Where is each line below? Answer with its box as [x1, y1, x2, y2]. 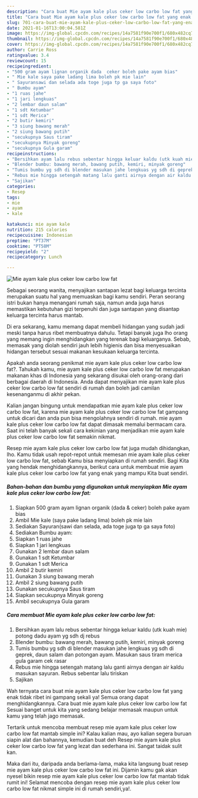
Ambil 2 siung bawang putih [15, 579, 83, 586]
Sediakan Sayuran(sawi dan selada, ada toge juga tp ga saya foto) [15, 523, 176, 530]
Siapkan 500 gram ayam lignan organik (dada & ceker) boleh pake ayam [15, 504, 190, 511]
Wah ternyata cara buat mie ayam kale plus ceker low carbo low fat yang [6, 688, 183, 695]
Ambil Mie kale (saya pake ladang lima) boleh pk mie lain [15, 517, 152, 524]
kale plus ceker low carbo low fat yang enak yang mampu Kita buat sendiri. [6, 470, 189, 477]
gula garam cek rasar [15, 658, 67, 665]
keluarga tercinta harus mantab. [6, 312, 84, 319]
